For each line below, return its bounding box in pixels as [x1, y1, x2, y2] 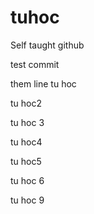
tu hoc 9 [10, 194, 45, 206]
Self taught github [10, 39, 85, 51]
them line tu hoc [10, 77, 77, 90]
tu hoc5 [10, 155, 42, 167]
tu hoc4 [10, 136, 43, 148]
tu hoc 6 [10, 174, 45, 186]
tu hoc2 [10, 97, 43, 109]
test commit [10, 58, 60, 70]
